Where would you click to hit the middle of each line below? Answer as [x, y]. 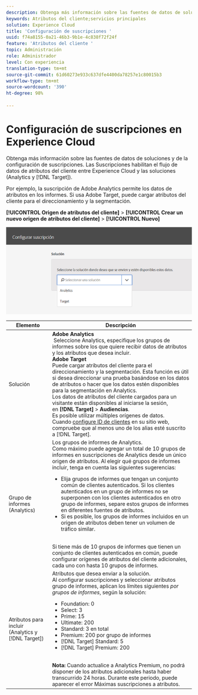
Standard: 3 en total [85, 629]
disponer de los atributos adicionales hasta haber [112, 671]
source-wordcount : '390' [37, 87]
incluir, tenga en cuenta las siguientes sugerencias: [114, 467]
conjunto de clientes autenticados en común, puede [115, 553]
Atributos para [26, 620]
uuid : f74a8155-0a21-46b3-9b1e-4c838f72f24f [62, 37]
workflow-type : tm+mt [33, 81]
